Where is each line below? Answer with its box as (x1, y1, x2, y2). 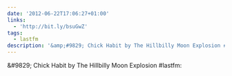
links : (7, 17, 26, 23)
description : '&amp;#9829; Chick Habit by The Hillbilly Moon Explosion (7, 42, 221, 49)
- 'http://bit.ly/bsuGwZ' (13, 23, 88, 30)
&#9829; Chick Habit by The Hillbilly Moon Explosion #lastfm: (7, 61, 182, 69)
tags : (7, 29, 23, 37)
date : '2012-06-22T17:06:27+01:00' (7, 10, 110, 17)
